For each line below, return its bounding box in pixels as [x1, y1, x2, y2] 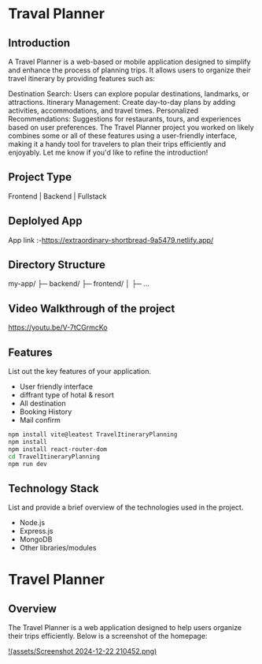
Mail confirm [19, 416, 61, 425]
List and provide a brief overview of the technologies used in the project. [8, 502, 244, 513]
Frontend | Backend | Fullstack [8, 191, 107, 201]
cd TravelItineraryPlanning [8, 453, 101, 461]
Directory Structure [8, 258, 106, 272]
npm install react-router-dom [8, 445, 108, 453]
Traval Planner [8, 5, 105, 23]
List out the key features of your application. [8, 367, 152, 376]
